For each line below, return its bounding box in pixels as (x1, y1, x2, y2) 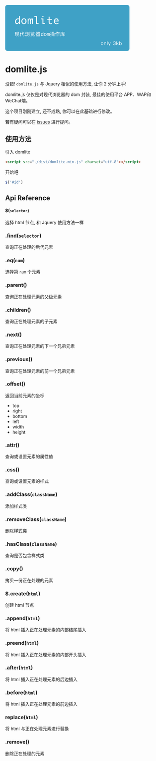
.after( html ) (5, 664, 33, 671)
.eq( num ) (5, 257, 25, 264)
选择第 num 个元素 (5, 269, 41, 275)
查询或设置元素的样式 (5, 478, 49, 484)
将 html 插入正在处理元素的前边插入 (5, 701, 78, 707)
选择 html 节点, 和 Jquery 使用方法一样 (5, 219, 84, 225)
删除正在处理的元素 (5, 751, 45, 757)
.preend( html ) (5, 640, 39, 647)
